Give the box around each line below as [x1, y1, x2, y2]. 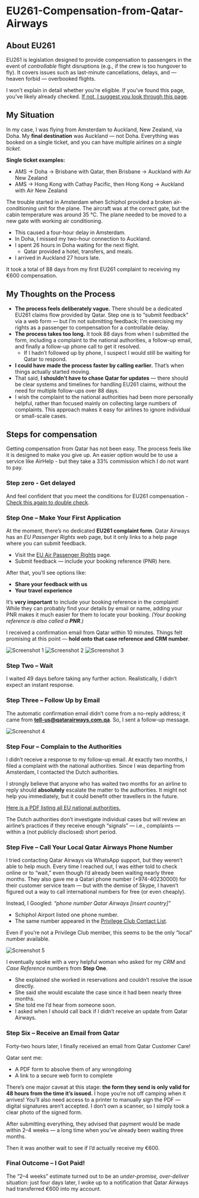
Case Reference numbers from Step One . [6, 964, 108, 972]
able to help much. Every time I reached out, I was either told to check [6, 863, 178, 870]
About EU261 [6, 40, 55, 51]
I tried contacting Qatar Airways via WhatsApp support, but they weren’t [6, 857, 183, 864]
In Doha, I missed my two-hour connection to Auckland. [14, 235, 151, 242]
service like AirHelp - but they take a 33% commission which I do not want [6, 458, 189, 465]
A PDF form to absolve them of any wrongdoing [14, 1065, 132, 1073]
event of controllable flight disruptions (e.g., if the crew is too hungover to [6, 62, 187, 70]
